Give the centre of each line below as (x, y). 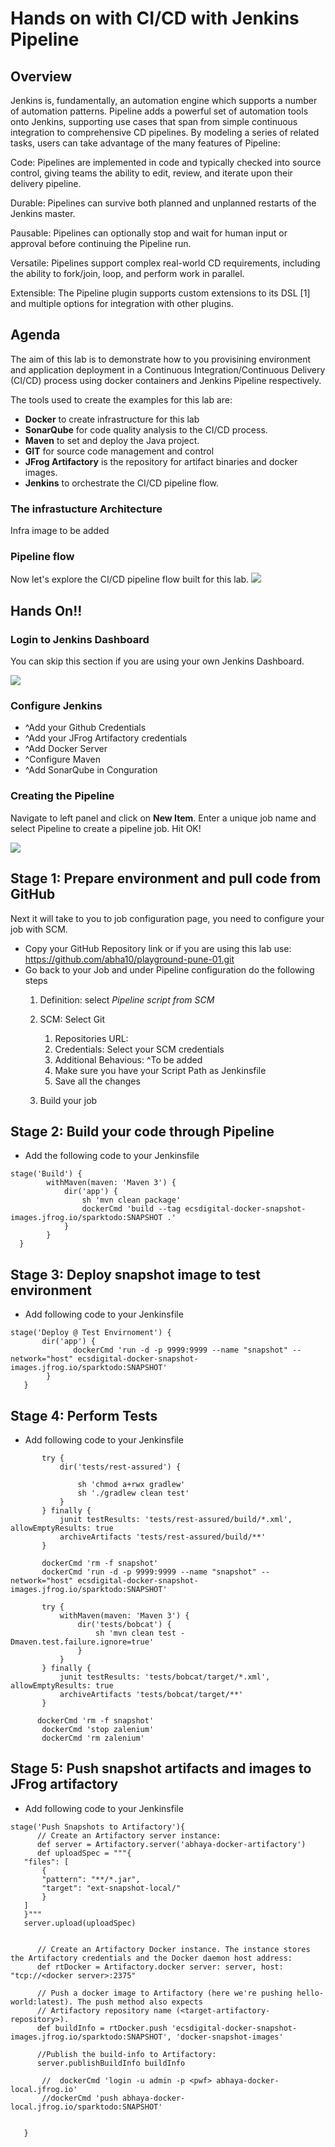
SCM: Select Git (72, 1019)
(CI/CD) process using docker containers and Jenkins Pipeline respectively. (166, 380)
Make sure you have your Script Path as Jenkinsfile (160, 1070)
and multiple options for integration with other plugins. (122, 303)
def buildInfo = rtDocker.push (102, 2028)
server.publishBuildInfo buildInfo (111, 2063)
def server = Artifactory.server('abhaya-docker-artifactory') (171, 1844)
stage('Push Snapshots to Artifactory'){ (98, 1827)
